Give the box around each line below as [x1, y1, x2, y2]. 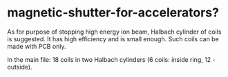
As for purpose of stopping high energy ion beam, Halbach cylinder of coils [7, 27, 222, 36]
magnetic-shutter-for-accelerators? [7, 5, 220, 21]
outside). [7, 63, 32, 71]
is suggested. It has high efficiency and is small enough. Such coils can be [7, 34, 219, 43]
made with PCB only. [7, 42, 67, 50]
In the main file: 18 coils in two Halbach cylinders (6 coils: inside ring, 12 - [7, 55, 216, 63]
